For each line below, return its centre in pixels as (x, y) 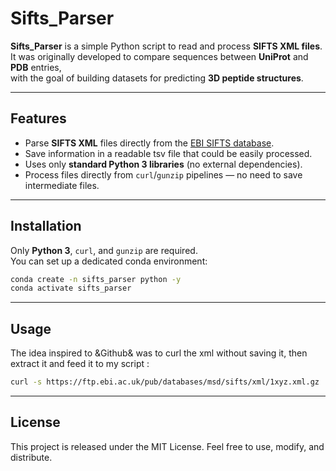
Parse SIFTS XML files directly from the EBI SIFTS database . (149, 143)
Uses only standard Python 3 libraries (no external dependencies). (163, 164)
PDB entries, (36, 67)
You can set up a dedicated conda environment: (109, 261)
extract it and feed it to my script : (80, 364)
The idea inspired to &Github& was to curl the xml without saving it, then (159, 353)
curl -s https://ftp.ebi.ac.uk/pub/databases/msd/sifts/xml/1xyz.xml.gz (165, 382)
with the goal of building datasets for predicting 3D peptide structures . (157, 78)
